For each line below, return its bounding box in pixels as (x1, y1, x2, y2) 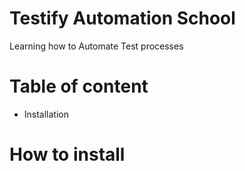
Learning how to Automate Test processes (9, 40, 184, 52)
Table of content (9, 75, 149, 98)
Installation (23, 108, 70, 120)
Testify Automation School (9, 7, 236, 30)
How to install (9, 143, 126, 166)
